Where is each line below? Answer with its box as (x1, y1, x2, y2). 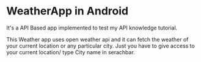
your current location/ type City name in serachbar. (6, 48, 136, 55)
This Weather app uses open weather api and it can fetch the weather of (6, 36, 189, 43)
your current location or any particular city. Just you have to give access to (6, 42, 196, 49)
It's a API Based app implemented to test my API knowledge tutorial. (6, 24, 178, 31)
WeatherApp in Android (6, 4, 129, 18)
